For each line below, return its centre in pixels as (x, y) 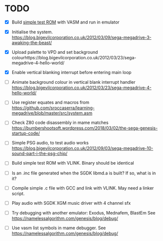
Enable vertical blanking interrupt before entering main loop (71, 72)
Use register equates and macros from (51, 102)
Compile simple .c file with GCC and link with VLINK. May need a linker (83, 188)
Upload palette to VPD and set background (55, 52)
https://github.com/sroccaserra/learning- (53, 108)
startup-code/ (26, 133)
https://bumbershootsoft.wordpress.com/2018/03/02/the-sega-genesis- (85, 128)
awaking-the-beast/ (32, 43)
